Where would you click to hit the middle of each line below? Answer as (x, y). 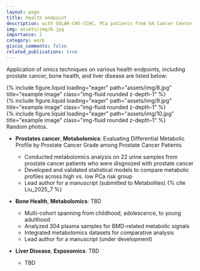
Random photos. (27, 127)
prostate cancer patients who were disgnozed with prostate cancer (109, 163)
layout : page (23, 12)
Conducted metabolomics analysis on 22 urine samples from (101, 157)
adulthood (37, 219)
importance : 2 (24, 35)
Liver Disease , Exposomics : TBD (57, 251)
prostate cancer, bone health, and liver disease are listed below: (87, 76)
